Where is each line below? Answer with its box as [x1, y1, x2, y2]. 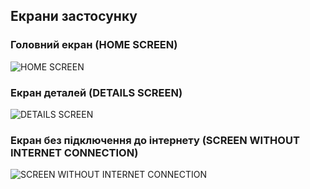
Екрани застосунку [10, 8, 138, 25]
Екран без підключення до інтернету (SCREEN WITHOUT [10, 133, 300, 147]
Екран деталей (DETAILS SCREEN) [10, 85, 183, 99]
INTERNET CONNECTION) [10, 145, 139, 159]
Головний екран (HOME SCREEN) [10, 38, 178, 52]
